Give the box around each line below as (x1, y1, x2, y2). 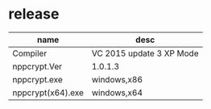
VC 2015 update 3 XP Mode (91, 48, 199, 59)
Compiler (12, 48, 48, 59)
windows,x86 (91, 73, 143, 85)
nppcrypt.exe (12, 73, 63, 85)
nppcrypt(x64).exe (12, 86, 85, 98)
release (8, 5, 60, 23)
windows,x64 (91, 86, 143, 98)
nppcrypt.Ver (12, 61, 63, 72)
